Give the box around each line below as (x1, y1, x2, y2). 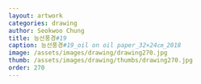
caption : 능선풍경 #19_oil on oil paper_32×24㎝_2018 (8, 42, 182, 50)
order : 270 (8, 64, 45, 72)
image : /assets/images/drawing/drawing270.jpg (8, 49, 168, 57)
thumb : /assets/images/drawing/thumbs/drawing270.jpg (8, 57, 194, 65)
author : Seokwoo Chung (8, 26, 85, 34)
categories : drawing (8, 19, 78, 27)
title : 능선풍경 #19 (8, 34, 67, 42)
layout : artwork (8, 11, 63, 20)
